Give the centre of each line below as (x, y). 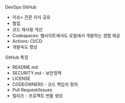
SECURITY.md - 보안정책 (37, 73)
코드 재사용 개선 (27, 29)
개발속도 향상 (25, 47)
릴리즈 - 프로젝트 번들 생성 (37, 96)
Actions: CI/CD (27, 41)
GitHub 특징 (17, 57)
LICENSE (21, 78)
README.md (25, 67)
